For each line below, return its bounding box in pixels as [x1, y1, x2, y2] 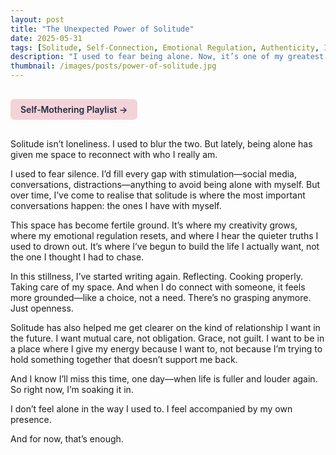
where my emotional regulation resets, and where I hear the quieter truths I [10, 230, 319, 241]
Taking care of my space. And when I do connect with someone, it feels [10, 281, 306, 293]
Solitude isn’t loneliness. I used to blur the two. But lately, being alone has [10, 138, 313, 150]
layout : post [10, 14, 65, 25]
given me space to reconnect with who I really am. [10, 149, 218, 160]
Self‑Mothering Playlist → [20, 104, 128, 115]
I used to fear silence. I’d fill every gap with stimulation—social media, [10, 168, 298, 180]
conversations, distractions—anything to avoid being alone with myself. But [10, 179, 321, 190]
